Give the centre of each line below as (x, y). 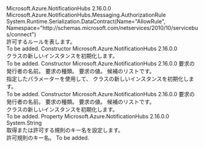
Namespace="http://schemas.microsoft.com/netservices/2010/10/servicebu (102, 28)
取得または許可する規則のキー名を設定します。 (65, 130)
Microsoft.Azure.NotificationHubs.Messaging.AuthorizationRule (86, 15)
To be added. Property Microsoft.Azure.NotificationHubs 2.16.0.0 (88, 116)
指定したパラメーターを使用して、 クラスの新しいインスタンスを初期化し (98, 79)
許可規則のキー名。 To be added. (48, 138)
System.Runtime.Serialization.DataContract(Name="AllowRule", (86, 21)
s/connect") (21, 34)
